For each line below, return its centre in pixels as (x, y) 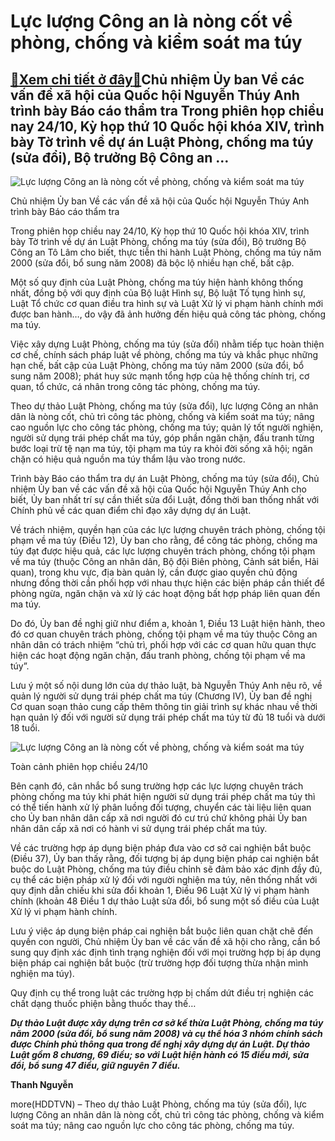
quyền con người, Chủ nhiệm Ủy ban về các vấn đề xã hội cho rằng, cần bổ (165, 941)
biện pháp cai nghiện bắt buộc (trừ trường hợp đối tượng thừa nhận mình (159, 963)
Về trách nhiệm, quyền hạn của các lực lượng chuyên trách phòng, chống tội (168, 529)
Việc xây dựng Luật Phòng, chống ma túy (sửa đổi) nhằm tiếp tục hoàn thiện (167, 344)
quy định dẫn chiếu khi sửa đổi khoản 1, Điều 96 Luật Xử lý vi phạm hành (160, 890)
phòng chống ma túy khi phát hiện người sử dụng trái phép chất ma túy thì (163, 796)
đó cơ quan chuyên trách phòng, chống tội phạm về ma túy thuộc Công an (164, 634)
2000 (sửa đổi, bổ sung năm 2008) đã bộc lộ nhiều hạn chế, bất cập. (152, 263)
